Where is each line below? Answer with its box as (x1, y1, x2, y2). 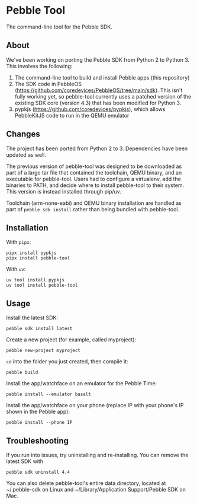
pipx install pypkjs (6, 250, 57, 256)
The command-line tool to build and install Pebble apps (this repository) (14, 74, 190, 81)
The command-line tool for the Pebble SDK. (6, 23, 112, 30)
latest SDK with (6, 458, 43, 465)
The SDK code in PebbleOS (14, 80, 82, 87)
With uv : (6, 265, 26, 273)
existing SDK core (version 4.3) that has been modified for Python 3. (14, 99, 182, 106)
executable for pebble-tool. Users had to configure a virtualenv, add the (6, 175, 182, 182)
